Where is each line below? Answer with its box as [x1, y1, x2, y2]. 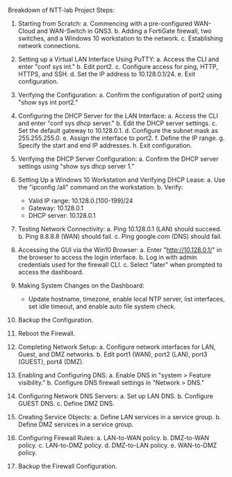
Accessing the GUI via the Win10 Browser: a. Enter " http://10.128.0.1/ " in [17, 246, 222, 253]
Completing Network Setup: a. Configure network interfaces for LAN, [17, 343, 216, 351]
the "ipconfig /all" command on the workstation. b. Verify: [17, 183, 183, 191]
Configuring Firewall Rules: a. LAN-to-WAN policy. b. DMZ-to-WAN [17, 434, 210, 441]
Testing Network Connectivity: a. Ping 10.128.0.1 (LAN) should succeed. [17, 225, 222, 233]
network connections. [17, 42, 81, 49]
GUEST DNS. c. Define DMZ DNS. [17, 400, 115, 407]
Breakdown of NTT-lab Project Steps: [8, 6, 115, 14]
